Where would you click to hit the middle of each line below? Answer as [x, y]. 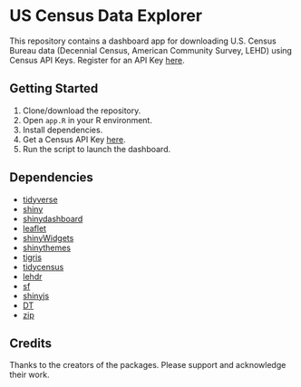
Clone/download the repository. [82, 111]
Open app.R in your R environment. [87, 120]
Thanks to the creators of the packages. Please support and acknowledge [148, 365]
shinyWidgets [48, 237]
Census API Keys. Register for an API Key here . [97, 60]
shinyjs [36, 295]
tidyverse [40, 199]
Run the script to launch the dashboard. [96, 149]
